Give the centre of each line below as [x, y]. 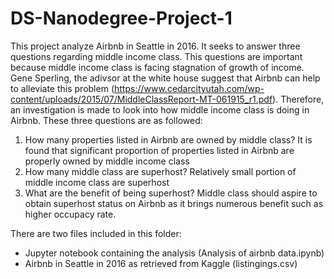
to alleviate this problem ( [62, 88]
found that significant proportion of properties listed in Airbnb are [159, 150]
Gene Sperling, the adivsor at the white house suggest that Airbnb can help [165, 78]
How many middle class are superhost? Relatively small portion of [160, 171]
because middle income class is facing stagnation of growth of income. [157, 67]
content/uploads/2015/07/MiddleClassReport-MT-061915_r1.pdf [141, 99]
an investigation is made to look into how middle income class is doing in [160, 109]
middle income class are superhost [97, 182]
